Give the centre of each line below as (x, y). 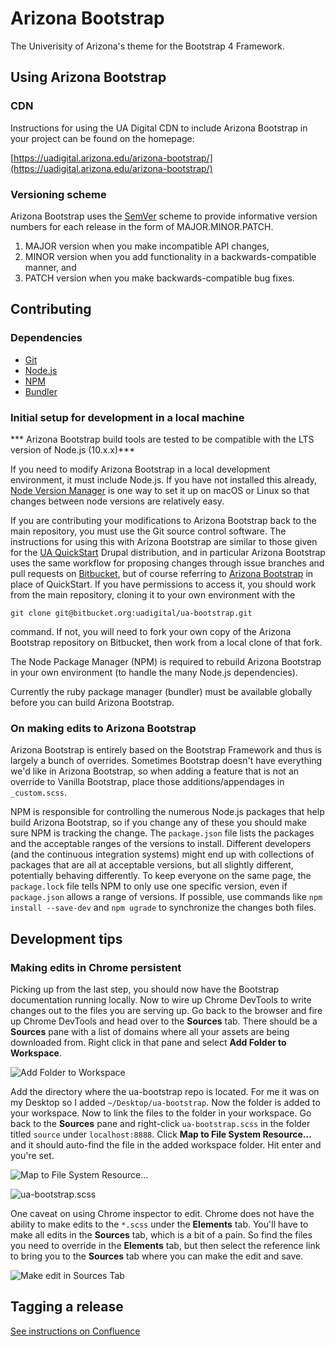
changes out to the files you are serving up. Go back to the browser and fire (166, 1010)
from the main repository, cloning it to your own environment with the (153, 594)
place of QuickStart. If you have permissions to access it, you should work (163, 584)
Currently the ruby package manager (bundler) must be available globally (161, 691)
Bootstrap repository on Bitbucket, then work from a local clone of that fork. (166, 642)
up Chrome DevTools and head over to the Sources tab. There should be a (164, 1021)
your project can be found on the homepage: (102, 138)
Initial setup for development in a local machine (127, 417)
